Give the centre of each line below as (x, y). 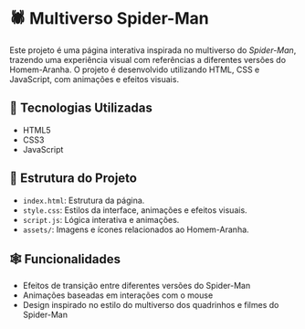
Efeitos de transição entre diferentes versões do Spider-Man (137, 286)
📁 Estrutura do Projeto (73, 179)
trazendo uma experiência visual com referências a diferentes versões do (147, 59)
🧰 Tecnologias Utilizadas (81, 108)
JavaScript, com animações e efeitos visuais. (95, 79)
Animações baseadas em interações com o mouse (118, 295)
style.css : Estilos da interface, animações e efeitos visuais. (135, 210)
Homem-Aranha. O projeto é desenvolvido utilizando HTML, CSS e (135, 69)
